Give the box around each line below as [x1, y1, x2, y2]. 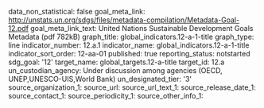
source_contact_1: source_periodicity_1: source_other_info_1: [8, 91, 204, 100]
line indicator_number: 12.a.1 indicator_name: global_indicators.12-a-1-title [8, 40, 250, 50]
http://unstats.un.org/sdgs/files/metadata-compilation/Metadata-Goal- [8, 15, 240, 25]
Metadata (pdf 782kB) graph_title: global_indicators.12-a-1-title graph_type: [8, 32, 254, 41]
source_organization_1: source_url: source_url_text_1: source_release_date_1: [8, 83, 256, 92]
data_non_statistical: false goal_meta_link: [8, 7, 146, 16]
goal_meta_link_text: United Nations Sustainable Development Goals [30, 24, 254, 33]
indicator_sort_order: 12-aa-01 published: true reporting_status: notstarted [8, 49, 250, 58]
